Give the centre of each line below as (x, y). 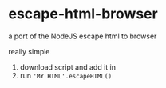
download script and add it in (67, 67)
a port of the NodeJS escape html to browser (83, 36)
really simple (29, 51)
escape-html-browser (83, 14)
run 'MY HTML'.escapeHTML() (66, 75)
